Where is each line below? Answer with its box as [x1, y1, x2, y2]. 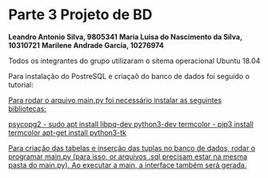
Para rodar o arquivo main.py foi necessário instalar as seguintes [8, 95, 222, 105]
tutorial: [8, 80, 34, 89]
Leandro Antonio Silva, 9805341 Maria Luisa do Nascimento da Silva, [8, 32, 242, 42]
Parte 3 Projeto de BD [8, 6, 153, 24]
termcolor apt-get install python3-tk [8, 128, 126, 137]
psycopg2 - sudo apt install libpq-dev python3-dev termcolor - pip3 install [8, 119, 254, 129]
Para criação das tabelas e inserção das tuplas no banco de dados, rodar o [8, 143, 256, 152]
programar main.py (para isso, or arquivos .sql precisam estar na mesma [8, 152, 248, 161]
